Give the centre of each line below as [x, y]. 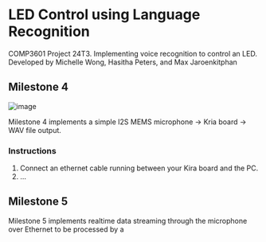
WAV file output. [35, 130]
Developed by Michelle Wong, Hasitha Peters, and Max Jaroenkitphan [123, 62]
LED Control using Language [104, 15]
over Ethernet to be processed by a [66, 229]
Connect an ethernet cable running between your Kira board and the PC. [139, 168]
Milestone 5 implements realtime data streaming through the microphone [128, 221]
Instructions [33, 150]
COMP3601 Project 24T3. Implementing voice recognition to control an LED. [133, 53]
